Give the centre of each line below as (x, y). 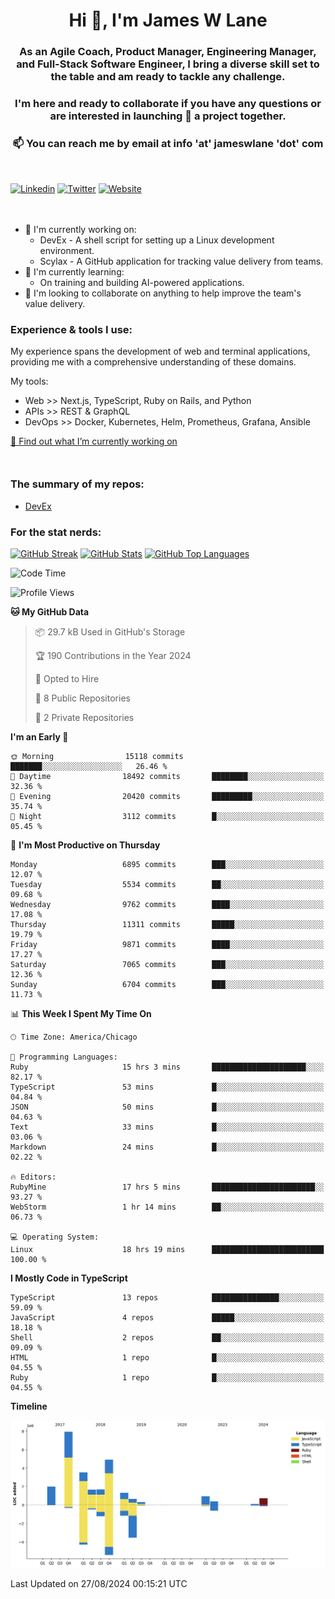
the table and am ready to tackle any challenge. (168, 77)
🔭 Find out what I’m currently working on (94, 441)
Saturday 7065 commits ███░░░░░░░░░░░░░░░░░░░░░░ (167, 964)
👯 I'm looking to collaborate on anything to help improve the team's (163, 293)
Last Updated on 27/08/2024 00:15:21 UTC (99, 1583)
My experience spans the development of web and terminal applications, (160, 351)
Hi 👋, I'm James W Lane (168, 20)
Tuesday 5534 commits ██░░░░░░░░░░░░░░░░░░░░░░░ (167, 884)
